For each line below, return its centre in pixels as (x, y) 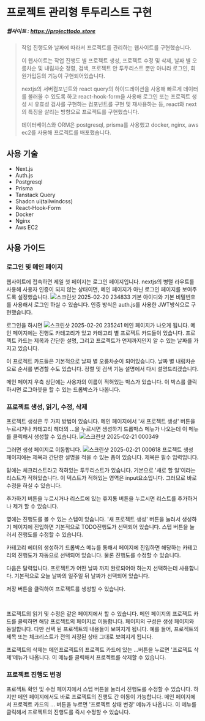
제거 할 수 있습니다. (35, 506)
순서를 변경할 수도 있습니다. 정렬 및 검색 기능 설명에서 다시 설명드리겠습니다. (108, 368)
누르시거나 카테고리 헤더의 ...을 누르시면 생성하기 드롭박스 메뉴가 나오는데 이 (97, 428)
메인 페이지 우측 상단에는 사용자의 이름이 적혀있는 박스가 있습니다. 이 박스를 (96, 382)
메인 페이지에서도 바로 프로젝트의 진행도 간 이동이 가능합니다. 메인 (96, 697)
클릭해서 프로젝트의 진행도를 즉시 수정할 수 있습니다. (68, 712)
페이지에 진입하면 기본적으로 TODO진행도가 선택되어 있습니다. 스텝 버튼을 (100, 526)
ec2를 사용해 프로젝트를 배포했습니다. (66, 133)
